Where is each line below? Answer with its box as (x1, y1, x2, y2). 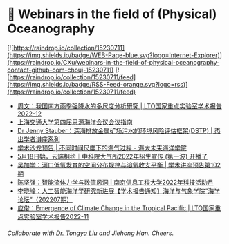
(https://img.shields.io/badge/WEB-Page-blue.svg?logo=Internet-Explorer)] (7, 51, 223, 59)
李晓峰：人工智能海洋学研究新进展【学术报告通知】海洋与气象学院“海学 (17, 186, 220, 195)
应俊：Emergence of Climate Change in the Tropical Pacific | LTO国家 (17, 203, 216, 212)
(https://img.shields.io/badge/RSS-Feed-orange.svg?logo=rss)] (7, 80, 188, 88)
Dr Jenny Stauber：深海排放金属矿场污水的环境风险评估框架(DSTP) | (17, 126, 213, 134)
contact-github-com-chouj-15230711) (7, 65, 114, 74)
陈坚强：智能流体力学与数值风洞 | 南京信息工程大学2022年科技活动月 (17, 178, 214, 186)
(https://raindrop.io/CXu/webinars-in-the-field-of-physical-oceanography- (7, 58, 220, 66)
